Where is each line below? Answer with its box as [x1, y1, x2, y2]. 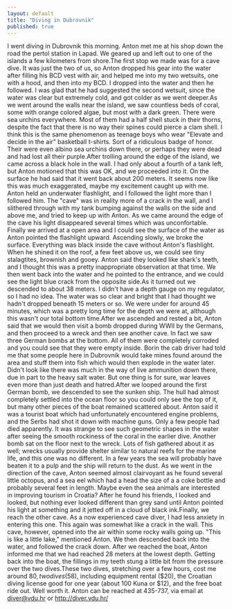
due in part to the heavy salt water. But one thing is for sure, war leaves [7, 373, 211, 382]
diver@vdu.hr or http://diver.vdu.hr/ [7, 594, 109, 603]
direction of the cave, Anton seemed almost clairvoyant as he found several [7, 469, 223, 477]
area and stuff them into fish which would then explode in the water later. [7, 358, 216, 367]
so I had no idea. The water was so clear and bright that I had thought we [7, 292, 216, 301]
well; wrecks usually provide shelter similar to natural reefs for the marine [7, 447, 217, 455]
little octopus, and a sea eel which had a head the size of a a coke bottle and [7, 476, 226, 485]
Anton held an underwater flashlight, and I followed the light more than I [7, 189, 212, 197]
